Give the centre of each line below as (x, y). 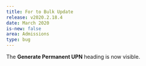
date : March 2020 (28, 23)
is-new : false (24, 28)
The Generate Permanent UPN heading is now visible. (73, 57)
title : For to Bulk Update (40, 12)
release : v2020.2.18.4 (34, 17)
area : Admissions (28, 34)
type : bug (19, 40)
